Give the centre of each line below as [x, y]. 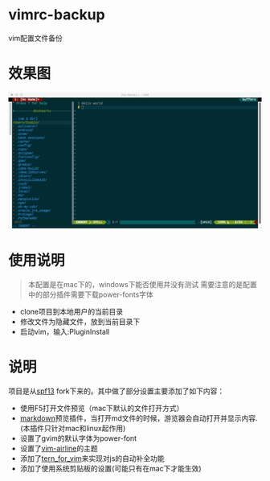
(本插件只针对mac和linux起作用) [73, 428]
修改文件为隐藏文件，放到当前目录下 [80, 322]
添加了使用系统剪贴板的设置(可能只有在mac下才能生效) [111, 468]
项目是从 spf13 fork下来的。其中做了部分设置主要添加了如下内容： [117, 391]
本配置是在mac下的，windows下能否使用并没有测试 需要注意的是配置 [142, 284]
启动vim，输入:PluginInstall [65, 332]
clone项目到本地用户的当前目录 [72, 312]
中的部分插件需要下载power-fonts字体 [91, 294]
